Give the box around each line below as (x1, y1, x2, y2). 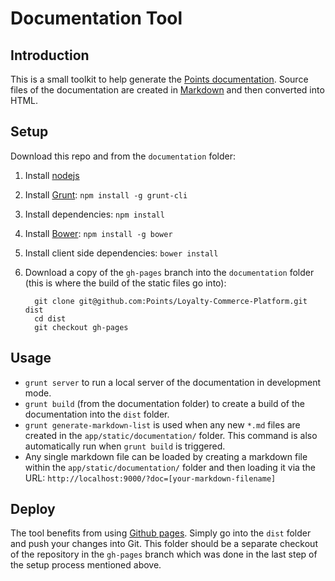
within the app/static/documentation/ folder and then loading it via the (24, 461, 316, 473)
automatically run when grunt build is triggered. (24, 440, 226, 452)
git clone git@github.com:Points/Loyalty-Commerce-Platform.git (34, 296, 308, 306)
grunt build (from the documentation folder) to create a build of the (24, 397, 305, 409)
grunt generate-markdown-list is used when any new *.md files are (24, 418, 301, 431)
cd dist (34, 313, 67, 324)
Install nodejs (24, 169, 80, 181)
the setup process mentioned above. (10, 559, 162, 571)
